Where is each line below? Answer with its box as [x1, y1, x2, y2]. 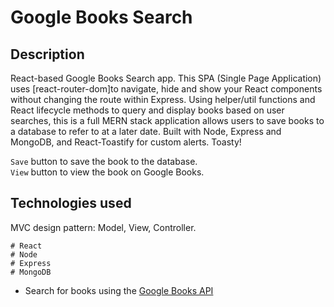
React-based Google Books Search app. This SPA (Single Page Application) [10, 72, 322, 84]
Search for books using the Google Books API [24, 284, 214, 296]
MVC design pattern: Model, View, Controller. [10, 221, 197, 233]
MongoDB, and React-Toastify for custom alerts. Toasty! [10, 136, 242, 148]
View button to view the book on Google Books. [10, 166, 205, 178]
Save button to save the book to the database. [10, 156, 198, 167]
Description [10, 46, 85, 63]
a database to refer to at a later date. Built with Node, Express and [10, 126, 282, 137]
